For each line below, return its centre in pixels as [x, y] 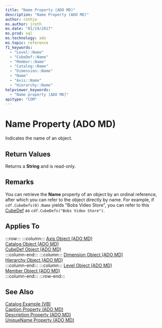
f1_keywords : [19, 48]
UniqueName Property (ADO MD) [40, 320]
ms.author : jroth [23, 24]
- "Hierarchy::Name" [31, 85]
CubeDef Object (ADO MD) [33, 249]
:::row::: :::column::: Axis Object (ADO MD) [49, 239]
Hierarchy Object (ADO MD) [34, 260]
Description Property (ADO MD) [38, 315]
